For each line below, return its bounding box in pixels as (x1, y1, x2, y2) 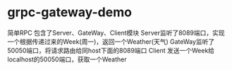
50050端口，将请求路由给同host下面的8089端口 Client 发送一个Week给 (7, 46, 215, 54)
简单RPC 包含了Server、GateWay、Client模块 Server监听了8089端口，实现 (7, 28, 226, 37)
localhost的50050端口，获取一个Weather (7, 54, 127, 64)
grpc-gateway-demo (7, 4, 133, 21)
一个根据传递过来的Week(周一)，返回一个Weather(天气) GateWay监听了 (7, 37, 215, 46)
